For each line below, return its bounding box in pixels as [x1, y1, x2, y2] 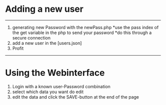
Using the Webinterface [5, 68, 105, 78]
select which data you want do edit [12, 89, 84, 95]
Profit [12, 45, 24, 51]
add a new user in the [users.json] [12, 40, 82, 46]
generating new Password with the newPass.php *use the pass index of [12, 24, 159, 30]
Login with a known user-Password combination [12, 83, 111, 89]
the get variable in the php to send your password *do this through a [12, 30, 152, 35]
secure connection [12, 35, 51, 40]
